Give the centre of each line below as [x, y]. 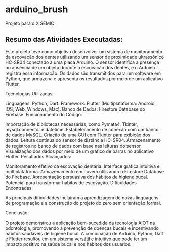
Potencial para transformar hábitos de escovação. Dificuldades [71, 182]
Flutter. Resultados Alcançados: [38, 156]
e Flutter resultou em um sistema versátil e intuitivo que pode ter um [76, 239]
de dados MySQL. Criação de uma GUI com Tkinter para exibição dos [78, 135]
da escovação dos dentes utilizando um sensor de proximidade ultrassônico [85, 57]
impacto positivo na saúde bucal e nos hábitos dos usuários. [68, 244]
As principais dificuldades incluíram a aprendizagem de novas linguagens [82, 197]
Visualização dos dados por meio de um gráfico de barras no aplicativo [80, 151]
